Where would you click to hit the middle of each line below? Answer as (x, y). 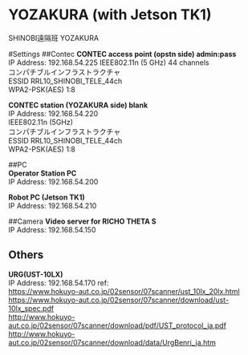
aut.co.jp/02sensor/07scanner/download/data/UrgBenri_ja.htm (112, 342)
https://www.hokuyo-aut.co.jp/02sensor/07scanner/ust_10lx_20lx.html (124, 291)
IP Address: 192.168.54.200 (53, 181)
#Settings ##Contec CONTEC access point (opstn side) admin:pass (122, 54)
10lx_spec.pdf (31, 308)
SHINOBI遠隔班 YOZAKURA (53, 38)
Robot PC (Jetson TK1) (47, 197)
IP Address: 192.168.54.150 (52, 229)
